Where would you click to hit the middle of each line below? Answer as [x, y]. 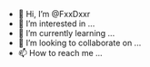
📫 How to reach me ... [60, 53]
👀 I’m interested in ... [56, 24]
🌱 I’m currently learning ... [66, 33]
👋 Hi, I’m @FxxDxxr [54, 14]
